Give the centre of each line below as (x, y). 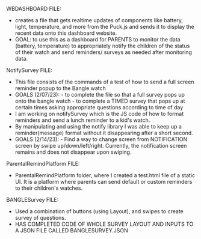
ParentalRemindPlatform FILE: (43, 164)
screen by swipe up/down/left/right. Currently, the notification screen (101, 146)
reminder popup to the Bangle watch (60, 88)
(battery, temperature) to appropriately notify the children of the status (102, 46)
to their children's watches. (49, 188)
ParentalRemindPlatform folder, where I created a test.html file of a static (105, 175)
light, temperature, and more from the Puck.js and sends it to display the (104, 27)
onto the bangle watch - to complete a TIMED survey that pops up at (100, 101)
